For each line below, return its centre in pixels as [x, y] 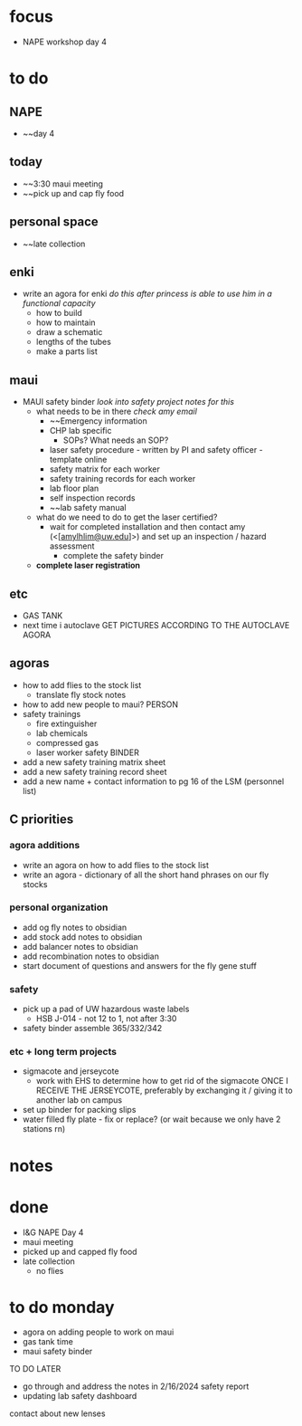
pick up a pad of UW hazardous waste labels [106, 1009]
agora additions [45, 846]
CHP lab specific [80, 431]
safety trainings [52, 713]
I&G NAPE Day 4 [53, 1232]
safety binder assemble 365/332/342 [92, 1029]
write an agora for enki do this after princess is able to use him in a [147, 294]
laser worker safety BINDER [88, 752]
